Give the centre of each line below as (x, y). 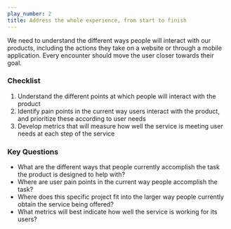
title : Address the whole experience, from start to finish (97, 20)
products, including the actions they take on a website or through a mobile (115, 48)
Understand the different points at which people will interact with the (117, 96)
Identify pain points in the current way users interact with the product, (118, 111)
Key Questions (33, 152)
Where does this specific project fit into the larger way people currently (121, 197)
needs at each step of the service (66, 133)
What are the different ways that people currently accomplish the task (118, 167)
